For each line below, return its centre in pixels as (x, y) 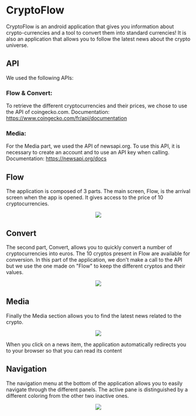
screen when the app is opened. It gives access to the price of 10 (85, 198)
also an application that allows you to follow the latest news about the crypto (98, 39)
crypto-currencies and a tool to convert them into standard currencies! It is (96, 32)
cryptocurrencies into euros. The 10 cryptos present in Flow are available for (98, 253)
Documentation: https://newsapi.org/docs (56, 158)
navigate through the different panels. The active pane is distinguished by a (97, 389)
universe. (17, 45)
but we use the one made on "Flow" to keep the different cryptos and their (96, 266)
